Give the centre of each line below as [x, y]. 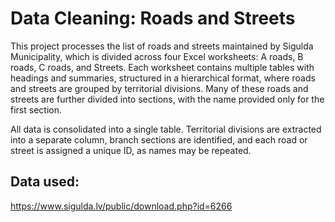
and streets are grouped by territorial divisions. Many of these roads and [159, 88]
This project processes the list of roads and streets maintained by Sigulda [162, 46]
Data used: [45, 182]
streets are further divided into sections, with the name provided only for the [167, 99]
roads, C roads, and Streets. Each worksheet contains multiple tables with [162, 67]
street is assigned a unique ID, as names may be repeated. [131, 150]
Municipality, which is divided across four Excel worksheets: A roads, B [157, 56]
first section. [36, 109]
